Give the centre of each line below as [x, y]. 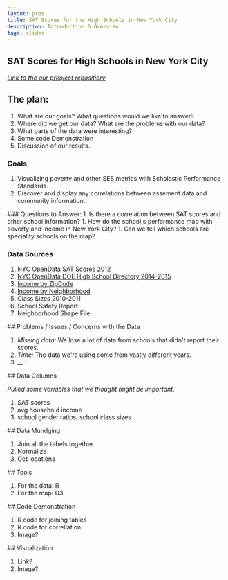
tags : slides [26, 33]
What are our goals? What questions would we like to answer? [106, 116]
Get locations [36, 459]
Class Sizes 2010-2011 [49, 299]
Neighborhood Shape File [54, 313]
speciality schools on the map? [51, 236]
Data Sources [30, 254]
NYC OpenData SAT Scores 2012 [64, 269]
